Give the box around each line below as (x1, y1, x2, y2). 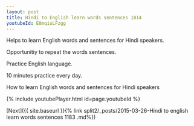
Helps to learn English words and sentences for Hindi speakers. (6, 37, 164, 44)
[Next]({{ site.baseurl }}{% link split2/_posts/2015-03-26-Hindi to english (6, 107, 189, 114)
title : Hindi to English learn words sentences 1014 (6, 15, 142, 21)
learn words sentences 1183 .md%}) (6, 113, 96, 121)
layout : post (6, 8, 39, 15)
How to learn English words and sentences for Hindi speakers (6, 84, 160, 91)
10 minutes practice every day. (6, 72, 83, 79)
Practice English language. (6, 60, 73, 67)
